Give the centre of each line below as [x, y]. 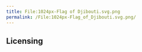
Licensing [25, 41]
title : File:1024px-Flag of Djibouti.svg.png [63, 12]
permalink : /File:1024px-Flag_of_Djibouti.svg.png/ [71, 17]
